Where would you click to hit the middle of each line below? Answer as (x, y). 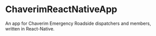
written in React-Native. (30, 28)
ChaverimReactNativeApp (61, 9)
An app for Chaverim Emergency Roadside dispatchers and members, (78, 23)
